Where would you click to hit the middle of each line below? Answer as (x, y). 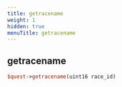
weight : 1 (21, 20)
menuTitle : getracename (42, 33)
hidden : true (26, 26)
